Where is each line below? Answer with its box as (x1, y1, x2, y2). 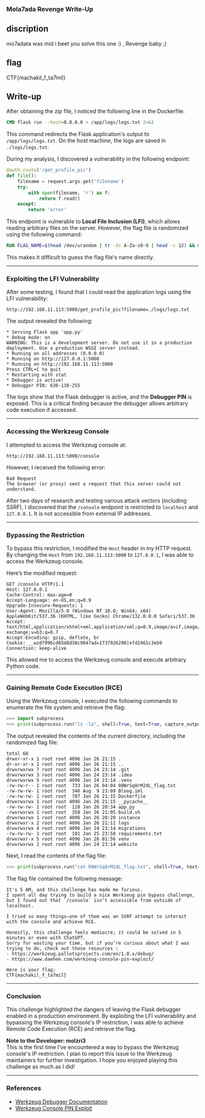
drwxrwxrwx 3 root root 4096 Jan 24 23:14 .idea (6, 772, 132, 778)
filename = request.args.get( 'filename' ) (17, 178, 124, 184)
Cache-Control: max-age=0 (6, 592, 72, 598)
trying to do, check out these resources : (6, 945, 119, 951)
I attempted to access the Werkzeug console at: (6, 441, 127, 449)
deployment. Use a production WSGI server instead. (6, 345, 140, 352)
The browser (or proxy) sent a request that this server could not (6, 481, 182, 487)
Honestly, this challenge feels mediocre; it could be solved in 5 (6, 929, 182, 936)
